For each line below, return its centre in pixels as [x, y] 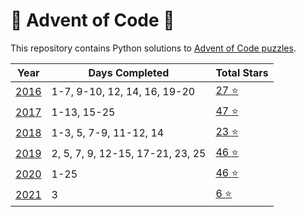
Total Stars [242, 72]
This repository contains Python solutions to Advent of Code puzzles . [153, 48]
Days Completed [129, 72]
